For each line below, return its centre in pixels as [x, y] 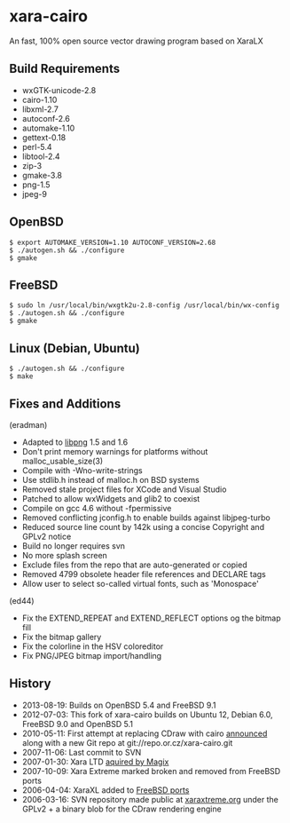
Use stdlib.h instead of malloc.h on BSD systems [110, 480]
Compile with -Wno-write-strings [82, 471]
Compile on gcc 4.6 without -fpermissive [97, 508]
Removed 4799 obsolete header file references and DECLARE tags [144, 574]
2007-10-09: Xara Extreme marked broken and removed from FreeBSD [151, 771]
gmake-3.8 [42, 175]
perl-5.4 [37, 146]
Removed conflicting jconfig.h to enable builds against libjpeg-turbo [146, 518]
